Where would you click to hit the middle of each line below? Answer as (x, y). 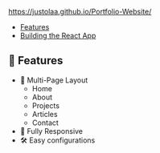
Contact (45, 123)
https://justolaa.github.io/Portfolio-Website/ (80, 12)
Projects (46, 105)
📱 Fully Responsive (51, 131)
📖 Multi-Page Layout (54, 80)
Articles (45, 114)
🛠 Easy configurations (57, 140)
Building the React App (58, 36)
